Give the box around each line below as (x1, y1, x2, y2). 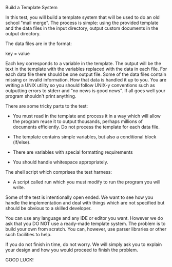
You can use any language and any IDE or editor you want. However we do (5, 215, 163, 221)
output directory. (5, 31, 41, 36)
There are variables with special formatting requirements (12, 149, 133, 155)
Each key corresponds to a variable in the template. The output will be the (5, 60, 162, 66)
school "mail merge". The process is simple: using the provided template (5, 20, 159, 26)
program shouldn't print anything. (5, 93, 77, 99)
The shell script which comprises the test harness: (5, 169, 112, 175)
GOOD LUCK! (5, 257, 34, 263)
